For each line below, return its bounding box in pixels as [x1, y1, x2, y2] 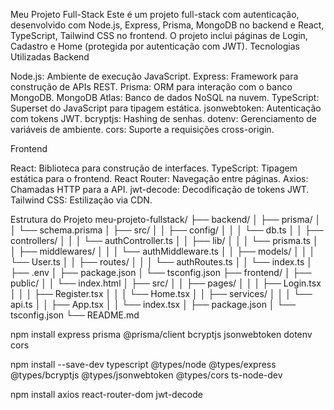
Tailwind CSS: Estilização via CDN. [10, 194, 153, 206]
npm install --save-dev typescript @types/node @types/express [10, 359, 277, 370]
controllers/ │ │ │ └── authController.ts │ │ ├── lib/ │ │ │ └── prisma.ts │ [10, 235, 319, 246]
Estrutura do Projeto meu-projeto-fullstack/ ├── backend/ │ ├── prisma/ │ [10, 214, 322, 225]
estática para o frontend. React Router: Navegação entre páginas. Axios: [10, 173, 309, 184]
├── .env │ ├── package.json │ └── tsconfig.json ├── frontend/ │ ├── [10, 267, 312, 278]
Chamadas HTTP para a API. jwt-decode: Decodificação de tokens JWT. [10, 184, 310, 195]
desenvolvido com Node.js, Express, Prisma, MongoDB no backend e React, [10, 19, 325, 31]
